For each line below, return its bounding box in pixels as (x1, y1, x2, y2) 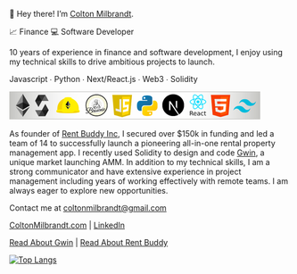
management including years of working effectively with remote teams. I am (9, 176, 288, 187)
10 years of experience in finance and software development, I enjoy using (9, 47, 284, 57)
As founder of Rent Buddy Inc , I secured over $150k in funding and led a (9, 129, 275, 138)
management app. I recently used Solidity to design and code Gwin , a (9, 147, 265, 158)
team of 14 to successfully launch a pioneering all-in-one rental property (9, 138, 276, 148)
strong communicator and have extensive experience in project (9, 166, 242, 177)
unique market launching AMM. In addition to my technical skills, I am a (9, 157, 270, 167)
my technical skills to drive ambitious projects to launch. (9, 56, 216, 67)
